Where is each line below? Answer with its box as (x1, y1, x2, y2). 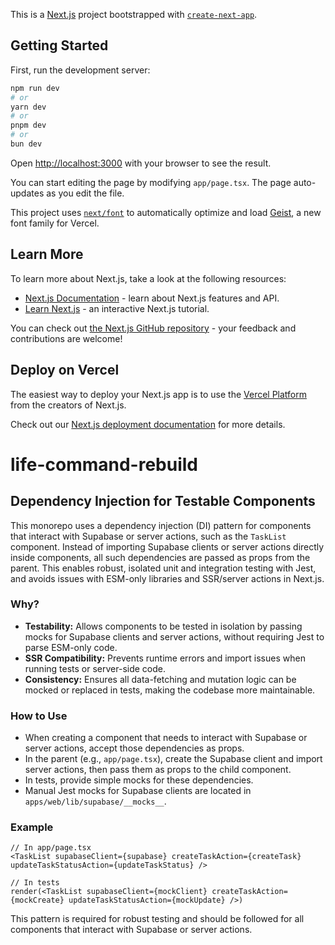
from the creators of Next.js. (10, 399, 127, 411)
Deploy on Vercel (10, 362, 120, 379)
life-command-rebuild (10, 453, 198, 476)
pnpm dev (10, 120, 47, 131)
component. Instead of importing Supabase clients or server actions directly (10, 540, 325, 553)
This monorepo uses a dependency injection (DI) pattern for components (10, 519, 312, 531)
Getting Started (10, 37, 109, 54)
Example (10, 820, 54, 834)
